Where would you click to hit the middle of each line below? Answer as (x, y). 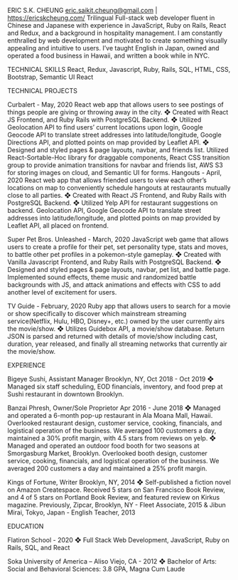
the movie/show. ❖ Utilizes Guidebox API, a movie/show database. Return (116, 329)
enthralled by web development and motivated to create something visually (117, 41)
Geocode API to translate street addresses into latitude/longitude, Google (114, 135)
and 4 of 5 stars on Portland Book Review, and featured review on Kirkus (114, 497)
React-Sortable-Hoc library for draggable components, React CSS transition (119, 157)
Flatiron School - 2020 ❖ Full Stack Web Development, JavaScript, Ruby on (118, 540)
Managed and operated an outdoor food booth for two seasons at (103, 445)
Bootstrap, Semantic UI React (50, 77)
